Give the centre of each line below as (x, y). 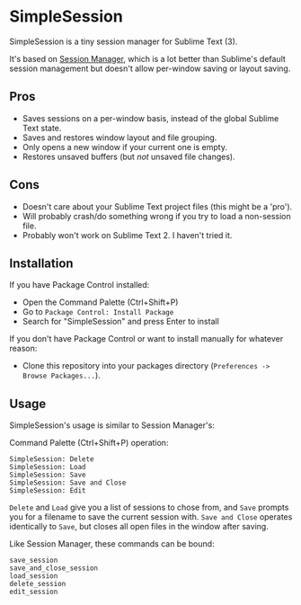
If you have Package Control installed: (80, 285)
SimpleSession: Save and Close (68, 483)
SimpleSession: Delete (52, 459)
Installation (41, 263)
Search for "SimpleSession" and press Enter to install (121, 322)
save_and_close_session (54, 568)
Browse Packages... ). (61, 376)
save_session (34, 561)
